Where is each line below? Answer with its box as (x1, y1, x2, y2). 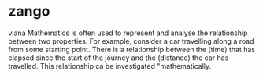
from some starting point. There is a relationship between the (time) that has (8, 44, 256, 54)
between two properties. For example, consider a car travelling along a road (8, 36, 254, 45)
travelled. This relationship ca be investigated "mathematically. (8, 61, 212, 70)
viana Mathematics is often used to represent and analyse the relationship (8, 28, 248, 37)
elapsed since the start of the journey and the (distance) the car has (8, 53, 229, 62)
